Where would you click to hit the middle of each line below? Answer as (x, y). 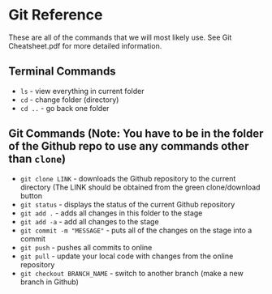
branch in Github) (50, 282)
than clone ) (37, 159)
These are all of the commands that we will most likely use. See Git (120, 37)
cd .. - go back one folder (65, 108)
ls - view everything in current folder (82, 91)
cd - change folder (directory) (69, 100)
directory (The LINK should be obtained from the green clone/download (140, 187)
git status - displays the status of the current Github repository (127, 204)
